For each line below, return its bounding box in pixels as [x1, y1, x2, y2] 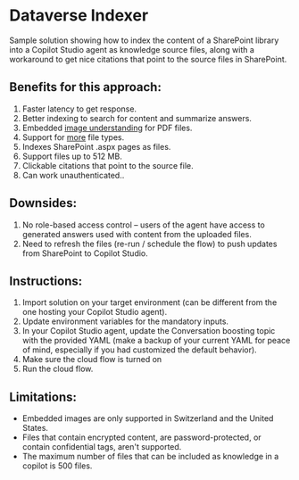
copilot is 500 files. [21, 460, 93, 471]
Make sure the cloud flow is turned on [21, 354, 162, 365]
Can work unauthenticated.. [21, 170, 125, 180]
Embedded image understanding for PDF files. [21, 122, 193, 133]
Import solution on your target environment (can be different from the [21, 297, 278, 308]
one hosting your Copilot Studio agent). [21, 307, 168, 318]
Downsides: [9, 195, 78, 211]
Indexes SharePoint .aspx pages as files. [21, 141, 171, 152]
